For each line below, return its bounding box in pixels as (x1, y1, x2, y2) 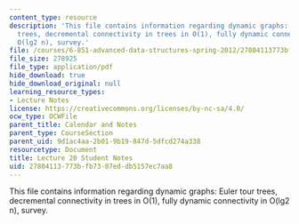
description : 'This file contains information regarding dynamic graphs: (9, 21, 289, 30)
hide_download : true (9, 71, 86, 80)
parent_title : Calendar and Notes (9, 121, 138, 130)
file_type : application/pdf (9, 63, 114, 72)
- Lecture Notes (9, 95, 69, 105)
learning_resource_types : (9, 87, 105, 96)
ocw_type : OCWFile (9, 112, 77, 121)
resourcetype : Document (9, 145, 98, 154)
